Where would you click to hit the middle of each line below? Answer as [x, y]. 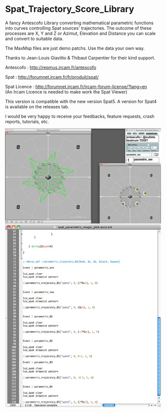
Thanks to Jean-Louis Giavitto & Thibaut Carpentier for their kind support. [80, 57]
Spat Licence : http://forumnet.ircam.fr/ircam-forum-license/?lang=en [76, 86]
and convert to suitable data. [34, 39]
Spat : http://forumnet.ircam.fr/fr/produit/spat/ [52, 77]
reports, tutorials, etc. [27, 121]
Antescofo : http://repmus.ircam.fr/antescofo [51, 67]
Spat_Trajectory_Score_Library [70, 9]
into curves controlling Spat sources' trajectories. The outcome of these [78, 28]
